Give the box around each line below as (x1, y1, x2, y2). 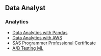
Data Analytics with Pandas (12, 29, 68, 36)
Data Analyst (5, 4, 46, 12)
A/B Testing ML (12, 45, 44, 51)
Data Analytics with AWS (12, 35, 63, 40)
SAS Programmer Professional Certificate (12, 40, 96, 46)
